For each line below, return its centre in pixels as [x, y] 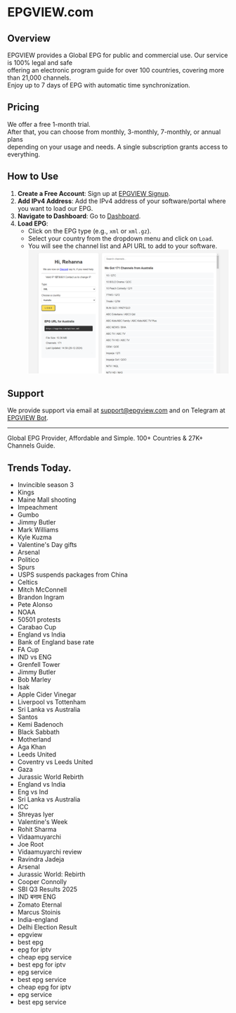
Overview [29, 38]
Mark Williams [38, 529]
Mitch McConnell [42, 589]
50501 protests [39, 619]
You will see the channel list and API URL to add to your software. [123, 246]
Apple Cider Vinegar [47, 694]
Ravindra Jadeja [41, 859]
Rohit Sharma [37, 829]
